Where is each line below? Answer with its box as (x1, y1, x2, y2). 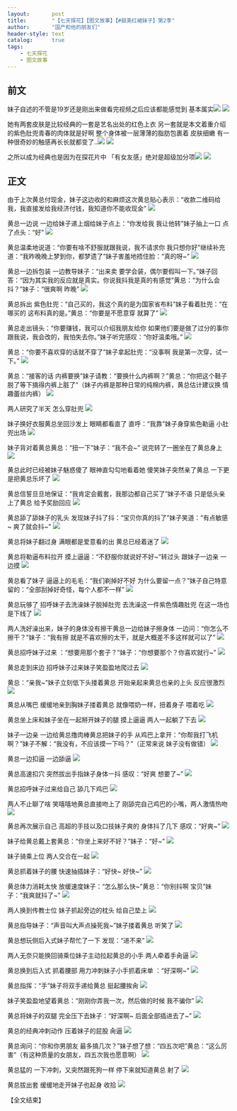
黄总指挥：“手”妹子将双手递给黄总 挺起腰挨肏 (7, 981, 139, 990)
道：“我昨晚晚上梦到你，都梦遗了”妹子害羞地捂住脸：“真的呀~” (7, 252, 190, 261)
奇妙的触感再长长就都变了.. (19, 138, 98, 146)
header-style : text (7, 30, 65, 38)
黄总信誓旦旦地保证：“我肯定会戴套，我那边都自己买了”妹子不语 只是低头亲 (7, 490, 226, 498)
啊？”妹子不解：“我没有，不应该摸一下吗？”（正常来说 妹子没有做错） (7, 739, 210, 748)
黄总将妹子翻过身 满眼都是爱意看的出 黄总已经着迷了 (7, 537, 160, 546)
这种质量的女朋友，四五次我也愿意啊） (28, 1051, 141, 1059)
